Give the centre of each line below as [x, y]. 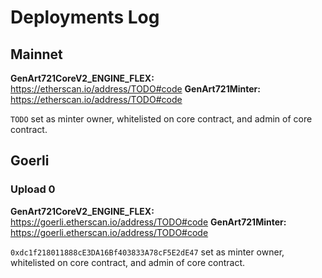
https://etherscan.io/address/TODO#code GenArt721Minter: [135, 89]
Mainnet [36, 54]
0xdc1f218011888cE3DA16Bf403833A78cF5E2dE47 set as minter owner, [147, 252]
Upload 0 [33, 189]
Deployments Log [85, 17]
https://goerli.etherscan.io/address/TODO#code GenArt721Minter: [148, 222]
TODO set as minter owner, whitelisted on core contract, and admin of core [161, 119]
